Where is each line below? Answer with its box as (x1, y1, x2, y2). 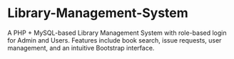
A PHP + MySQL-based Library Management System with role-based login (7, 28, 227, 37)
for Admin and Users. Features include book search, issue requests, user (7, 36, 222, 44)
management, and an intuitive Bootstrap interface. (7, 43, 155, 52)
